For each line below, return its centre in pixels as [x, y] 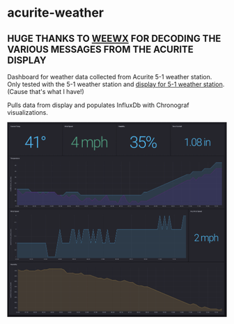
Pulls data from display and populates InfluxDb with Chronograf [98, 105]
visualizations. [28, 112]
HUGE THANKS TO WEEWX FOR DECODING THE [114, 39]
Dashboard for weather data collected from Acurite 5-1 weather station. [110, 77]
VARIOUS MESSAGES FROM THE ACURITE [100, 49]
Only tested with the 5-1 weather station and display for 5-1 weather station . [116, 84]
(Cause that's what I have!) [46, 91]
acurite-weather [56, 13]
